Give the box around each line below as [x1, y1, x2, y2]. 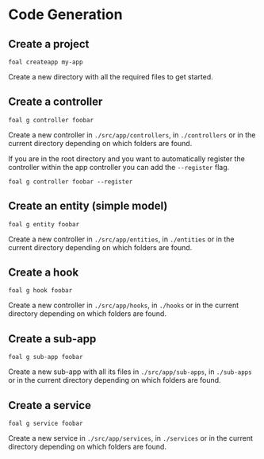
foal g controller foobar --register [8, 177, 133, 186]
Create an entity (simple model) [8, 199, 168, 213]
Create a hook [8, 266, 79, 280]
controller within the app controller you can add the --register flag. [8, 162, 230, 172]
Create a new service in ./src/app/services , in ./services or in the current [8, 434, 254, 443]
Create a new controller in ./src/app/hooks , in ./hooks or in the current [8, 300, 239, 310]
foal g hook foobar [8, 287, 73, 295]
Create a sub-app [8, 332, 97, 345]
